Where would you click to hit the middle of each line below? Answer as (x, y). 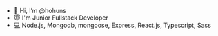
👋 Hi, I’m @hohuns (40, 11)
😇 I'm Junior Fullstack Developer (61, 18)
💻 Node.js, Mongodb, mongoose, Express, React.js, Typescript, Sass (112, 25)
